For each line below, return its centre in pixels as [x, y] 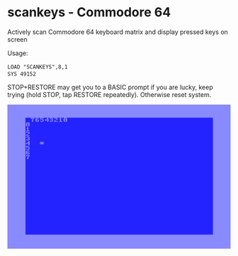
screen [18, 39]
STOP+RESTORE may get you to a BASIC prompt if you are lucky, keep [110, 87]
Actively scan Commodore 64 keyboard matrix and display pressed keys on [118, 32]
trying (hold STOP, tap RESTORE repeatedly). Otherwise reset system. [109, 94]
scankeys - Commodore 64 [89, 12]
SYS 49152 [22, 74]
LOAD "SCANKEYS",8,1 [38, 67]
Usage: [18, 53]
